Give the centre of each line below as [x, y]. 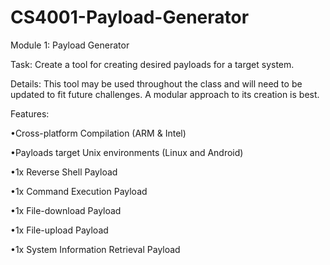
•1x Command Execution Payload [79, 191]
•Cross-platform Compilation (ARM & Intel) [98, 133]
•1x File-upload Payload [59, 230]
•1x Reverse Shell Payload [64, 172]
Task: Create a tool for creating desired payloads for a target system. [152, 64]
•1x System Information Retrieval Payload [95, 249]
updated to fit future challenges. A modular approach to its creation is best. [165, 94]
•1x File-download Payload [66, 210]
